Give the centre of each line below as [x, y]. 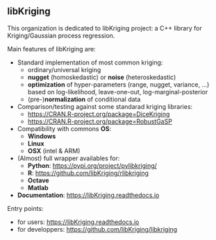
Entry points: [25, 208]
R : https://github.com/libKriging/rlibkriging [88, 173]
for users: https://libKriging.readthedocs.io [78, 222]
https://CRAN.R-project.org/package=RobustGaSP [100, 121]
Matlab [38, 187]
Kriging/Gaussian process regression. [61, 35]
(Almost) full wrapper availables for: [68, 158]
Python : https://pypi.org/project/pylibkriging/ [92, 165]
